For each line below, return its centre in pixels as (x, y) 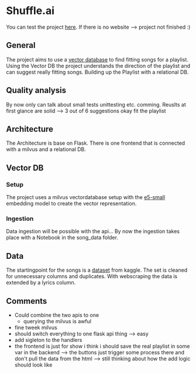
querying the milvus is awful (57, 321)
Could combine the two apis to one (57, 315)
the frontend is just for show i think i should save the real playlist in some (102, 346)
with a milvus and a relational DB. (46, 149)
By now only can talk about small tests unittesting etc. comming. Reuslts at (96, 104)
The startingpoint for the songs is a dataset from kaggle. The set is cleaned (97, 270)
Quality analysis (36, 90)
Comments (27, 301)
